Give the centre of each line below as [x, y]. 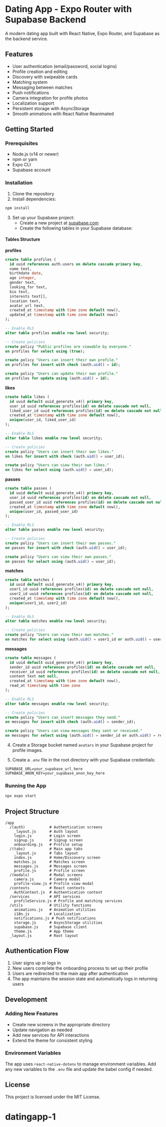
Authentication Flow [37, 951]
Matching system [30, 82]
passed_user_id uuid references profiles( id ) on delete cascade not [82, 502]
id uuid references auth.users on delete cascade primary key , [76, 264]
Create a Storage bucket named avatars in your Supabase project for [83, 745]
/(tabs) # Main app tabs [46, 849]
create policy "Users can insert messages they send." [63, 717]
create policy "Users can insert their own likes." [59, 452]
